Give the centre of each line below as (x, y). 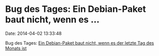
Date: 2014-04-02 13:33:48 (33, 33)
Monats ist (16, 48)
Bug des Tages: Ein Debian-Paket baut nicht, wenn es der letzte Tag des (79, 43)
